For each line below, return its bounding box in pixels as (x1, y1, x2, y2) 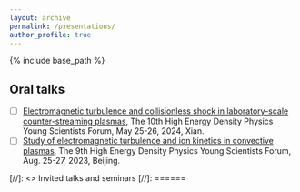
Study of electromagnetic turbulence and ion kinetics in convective (22, 136, 275, 147)
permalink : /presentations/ (9, 22, 116, 31)
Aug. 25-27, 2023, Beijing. (22, 156, 121, 167)
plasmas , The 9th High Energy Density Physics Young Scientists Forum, (22, 146, 292, 157)
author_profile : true (9, 30, 92, 39)
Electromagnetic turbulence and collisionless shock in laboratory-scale (22, 106, 289, 116)
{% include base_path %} (9, 56, 105, 66)
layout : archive (9, 13, 71, 23)
